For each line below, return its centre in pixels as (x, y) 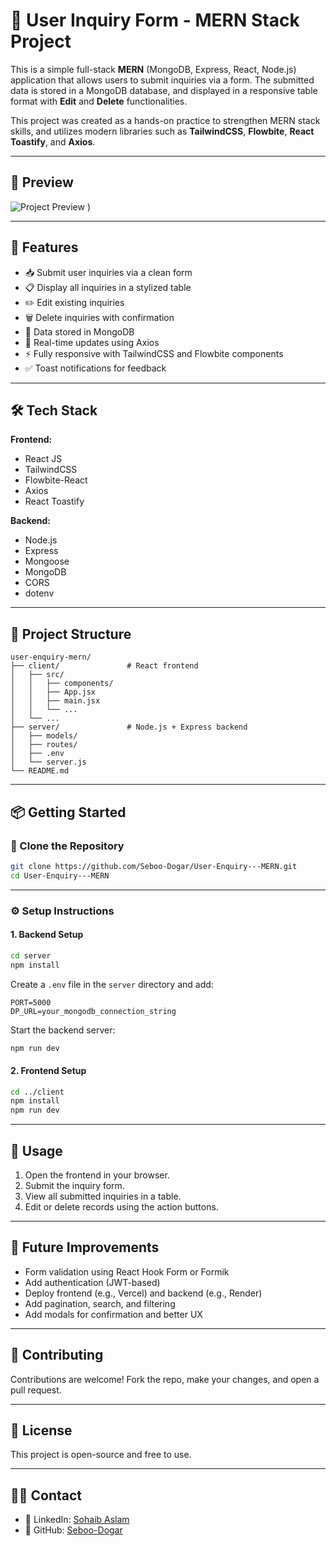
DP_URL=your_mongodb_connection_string (93, 1011)
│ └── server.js (48, 762)
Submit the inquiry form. (74, 1186)
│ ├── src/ (37, 675)
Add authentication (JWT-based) (92, 1282)
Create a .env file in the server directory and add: (112, 984)
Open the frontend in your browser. (97, 1175)
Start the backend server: (63, 1030)
